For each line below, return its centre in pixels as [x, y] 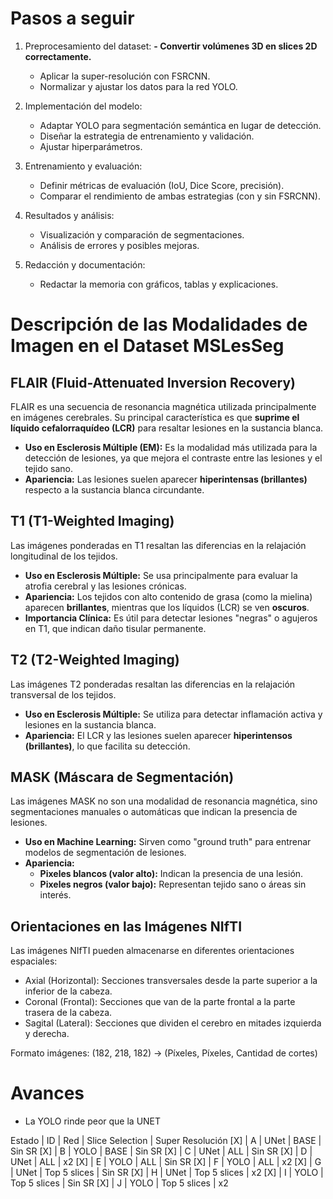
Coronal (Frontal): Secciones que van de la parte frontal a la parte [160, 1002]
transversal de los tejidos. [63, 694]
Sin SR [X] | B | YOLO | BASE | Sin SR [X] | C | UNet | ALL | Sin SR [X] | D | [161, 1151]
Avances [47, 1093]
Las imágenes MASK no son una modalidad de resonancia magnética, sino [164, 801]
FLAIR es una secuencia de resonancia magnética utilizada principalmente [163, 406]
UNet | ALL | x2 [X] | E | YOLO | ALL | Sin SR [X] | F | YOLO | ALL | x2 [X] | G [166, 1162]
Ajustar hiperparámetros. [91, 146]
